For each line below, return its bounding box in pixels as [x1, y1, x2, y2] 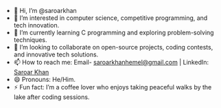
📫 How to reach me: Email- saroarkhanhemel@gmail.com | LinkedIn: [13, 58, 209, 66]
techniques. [13, 36, 47, 44]
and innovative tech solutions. [13, 50, 99, 58]
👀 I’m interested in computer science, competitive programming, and [13, 14, 208, 22]
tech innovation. [13, 21, 60, 29]
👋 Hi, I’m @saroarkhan [13, 7, 77, 14]
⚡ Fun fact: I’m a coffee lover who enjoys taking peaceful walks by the [13, 83, 212, 91]
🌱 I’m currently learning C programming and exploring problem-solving [13, 28, 214, 36]
